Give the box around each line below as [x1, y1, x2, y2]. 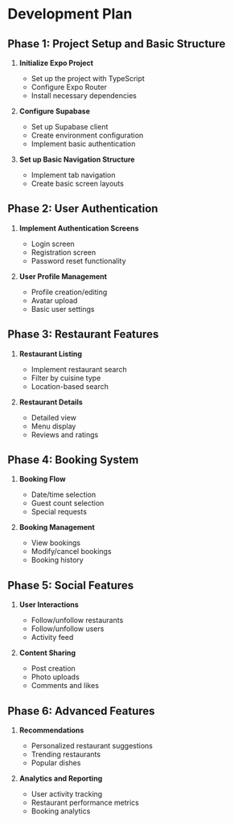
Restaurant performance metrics [31, 797, 140, 808]
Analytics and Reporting [18, 773, 103, 784]
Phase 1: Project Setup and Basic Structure [7, 37, 226, 51]
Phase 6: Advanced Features [7, 704, 155, 718]
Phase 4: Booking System [7, 453, 139, 467]
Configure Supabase [18, 106, 90, 116]
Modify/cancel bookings [31, 547, 112, 556]
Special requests [31, 507, 88, 517]
